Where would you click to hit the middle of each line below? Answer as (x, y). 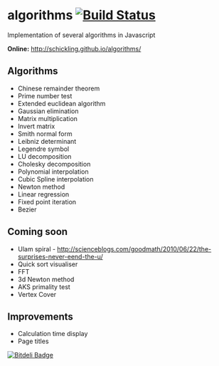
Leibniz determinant (47, 141)
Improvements (40, 317)
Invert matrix (36, 126)
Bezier (27, 209)
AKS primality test (44, 287)
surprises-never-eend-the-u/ (60, 256)
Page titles (33, 341)
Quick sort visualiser (48, 264)
